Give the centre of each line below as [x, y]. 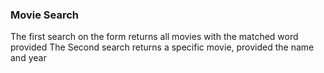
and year [28, 58]
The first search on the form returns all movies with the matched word [154, 37]
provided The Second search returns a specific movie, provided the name [162, 47]
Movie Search [45, 15]
